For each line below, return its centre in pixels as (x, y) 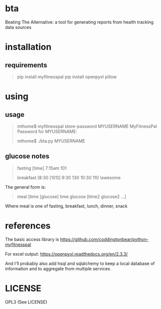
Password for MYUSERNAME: (47, 131)
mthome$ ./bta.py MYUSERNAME (51, 141)
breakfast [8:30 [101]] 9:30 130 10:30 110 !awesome (69, 177)
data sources (18, 27)
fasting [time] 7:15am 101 (42, 168)
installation (28, 47)
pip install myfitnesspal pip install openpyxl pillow (67, 77)
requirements (26, 65)
